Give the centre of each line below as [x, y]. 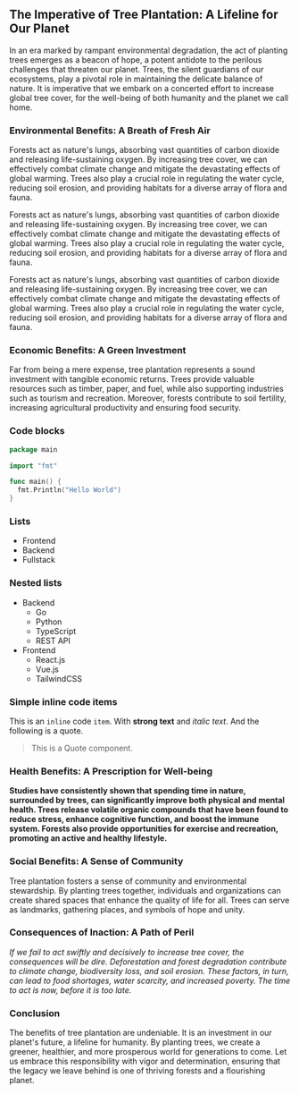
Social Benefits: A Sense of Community [96, 861]
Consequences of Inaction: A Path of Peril [102, 932]
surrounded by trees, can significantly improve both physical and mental [147, 801]
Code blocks [37, 431]
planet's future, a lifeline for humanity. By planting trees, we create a [135, 1042]
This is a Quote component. [82, 748]
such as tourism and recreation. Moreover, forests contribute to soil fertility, [148, 398]
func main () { [36, 482]
